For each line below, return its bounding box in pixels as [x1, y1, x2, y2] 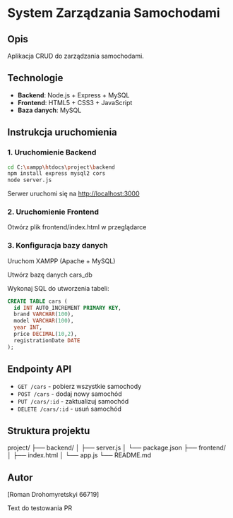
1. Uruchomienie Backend [7, 147, 97, 157]
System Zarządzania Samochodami [7, 5, 220, 21]
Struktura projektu [7, 425, 90, 437]
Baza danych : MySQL [17, 106, 82, 114]
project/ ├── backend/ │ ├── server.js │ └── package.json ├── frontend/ [7, 443, 226, 452]
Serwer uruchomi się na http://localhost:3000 [7, 189, 140, 198]
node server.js [7, 176, 52, 184]
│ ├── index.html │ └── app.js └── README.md [7, 451, 152, 459]
